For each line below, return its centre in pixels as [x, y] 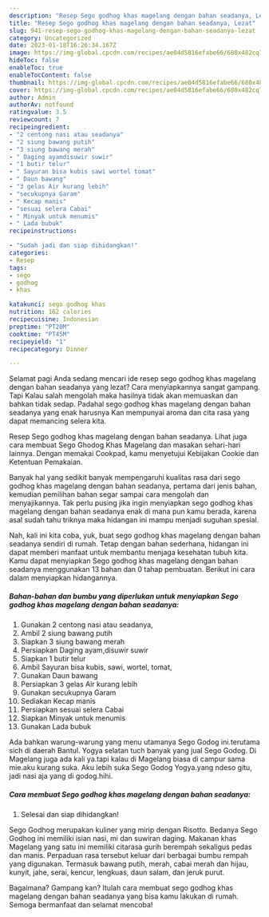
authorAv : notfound [42, 105]
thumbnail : [27, 82]
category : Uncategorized [50, 38]
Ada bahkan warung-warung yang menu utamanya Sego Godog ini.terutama [134, 742]
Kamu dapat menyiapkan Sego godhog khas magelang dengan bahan [124, 561]
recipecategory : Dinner [49, 349]
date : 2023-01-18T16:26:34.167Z [63, 46]
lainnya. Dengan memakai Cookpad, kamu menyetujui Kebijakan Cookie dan [134, 454]
